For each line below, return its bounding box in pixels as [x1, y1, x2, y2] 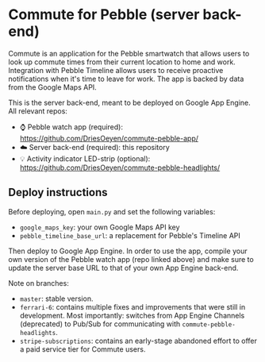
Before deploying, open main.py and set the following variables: [8, 206, 216, 216]
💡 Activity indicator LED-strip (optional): [19, 153, 151, 164]
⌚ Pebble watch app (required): [19, 121, 123, 132]
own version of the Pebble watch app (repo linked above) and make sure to [8, 254, 254, 264]
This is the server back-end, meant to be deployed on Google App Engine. [8, 98, 252, 107]
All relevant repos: [8, 106, 67, 116]
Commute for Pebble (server [8, 6, 200, 24]
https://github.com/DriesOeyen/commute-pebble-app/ [19, 133, 199, 143]
